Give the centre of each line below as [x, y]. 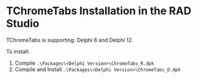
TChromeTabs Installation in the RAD [99, 11]
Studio [23, 23]
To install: [18, 51]
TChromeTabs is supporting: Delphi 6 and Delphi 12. [70, 40]
